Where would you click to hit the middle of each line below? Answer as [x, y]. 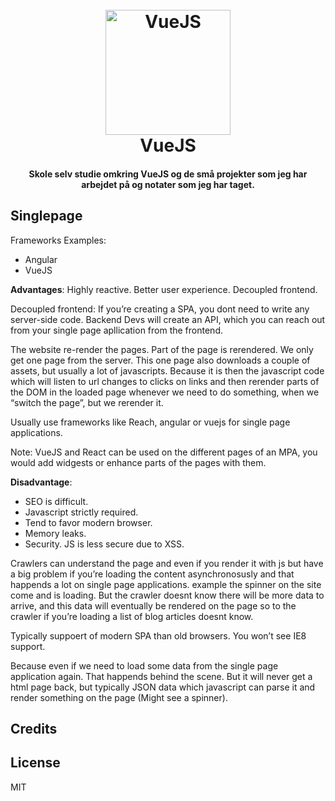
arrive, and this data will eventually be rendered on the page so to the [153, 605]
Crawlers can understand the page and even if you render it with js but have [167, 563]
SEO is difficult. [56, 501]
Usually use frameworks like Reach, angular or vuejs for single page [150, 422]
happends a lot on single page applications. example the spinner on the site [166, 584]
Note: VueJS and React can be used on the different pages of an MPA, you [164, 452]
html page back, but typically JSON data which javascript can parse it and [163, 687]
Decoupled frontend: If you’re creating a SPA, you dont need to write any [160, 309]
